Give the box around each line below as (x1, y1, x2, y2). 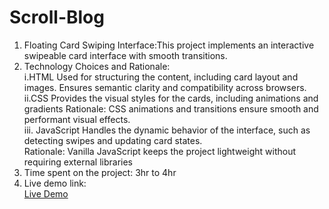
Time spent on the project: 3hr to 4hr (23, 166, 177, 178)
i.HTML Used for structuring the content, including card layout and (23, 71, 299, 83)
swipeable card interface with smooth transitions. (23, 49, 228, 61)
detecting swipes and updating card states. (23, 134, 203, 146)
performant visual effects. (23, 113, 131, 125)
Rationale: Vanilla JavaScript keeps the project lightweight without (23, 145, 297, 157)
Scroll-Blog (9, 6, 105, 29)
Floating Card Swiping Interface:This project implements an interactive (23, 39, 315, 51)
